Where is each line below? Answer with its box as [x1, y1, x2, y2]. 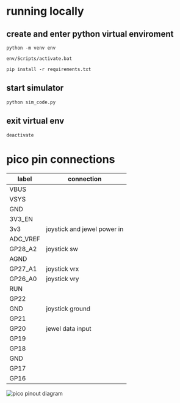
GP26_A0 [9, 274, 37, 283]
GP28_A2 [9, 244, 37, 253]
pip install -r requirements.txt [6, 66, 92, 72]
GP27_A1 [9, 265, 37, 273]
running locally [6, 4, 84, 18]
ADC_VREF [9, 235, 41, 243]
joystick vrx [46, 265, 79, 273]
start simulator [6, 83, 64, 93]
